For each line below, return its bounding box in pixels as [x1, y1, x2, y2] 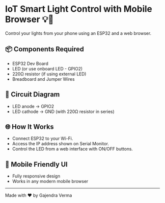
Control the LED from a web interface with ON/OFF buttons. [12, 146, 133, 152]
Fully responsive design [12, 173, 60, 179]
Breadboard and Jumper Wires [12, 76, 75, 82]
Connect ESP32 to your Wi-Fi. [12, 135, 73, 141]
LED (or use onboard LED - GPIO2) [12, 66, 82, 71]
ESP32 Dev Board [12, 60, 49, 67]
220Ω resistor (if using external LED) [12, 71, 87, 77]
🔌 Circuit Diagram [5, 90, 60, 99]
